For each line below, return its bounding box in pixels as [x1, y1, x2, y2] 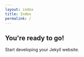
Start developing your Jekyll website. [5, 47, 79, 53]
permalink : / [5, 16, 32, 21]
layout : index [5, 7, 34, 12]
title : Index [5, 12, 32, 16]
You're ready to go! [5, 34, 65, 42]
